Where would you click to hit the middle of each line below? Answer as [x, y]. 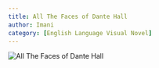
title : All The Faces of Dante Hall [68, 16]
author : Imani [31, 25]
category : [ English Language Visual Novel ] [80, 33]
